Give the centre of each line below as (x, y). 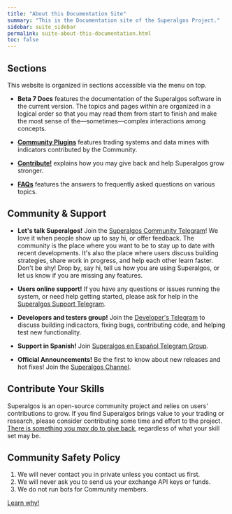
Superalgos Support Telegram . (61, 304)
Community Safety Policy (64, 458)
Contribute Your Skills (56, 389)
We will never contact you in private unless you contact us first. (109, 475)
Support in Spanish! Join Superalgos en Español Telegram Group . (113, 346)
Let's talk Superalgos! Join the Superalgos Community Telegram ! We (118, 230)
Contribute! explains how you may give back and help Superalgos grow (121, 163)
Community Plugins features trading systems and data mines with (113, 142)
